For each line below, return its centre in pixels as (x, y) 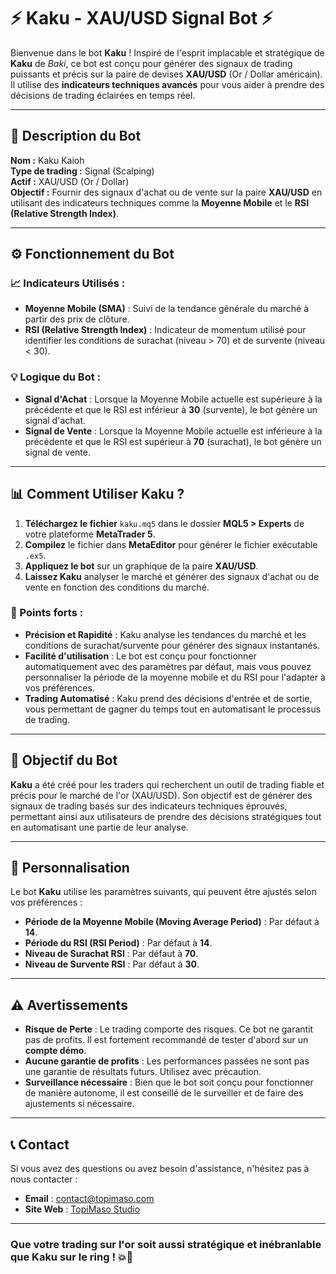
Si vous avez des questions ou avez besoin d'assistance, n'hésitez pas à (160, 1169)
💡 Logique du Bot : (56, 377)
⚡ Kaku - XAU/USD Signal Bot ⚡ (142, 18)
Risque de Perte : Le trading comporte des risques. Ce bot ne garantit (169, 1029)
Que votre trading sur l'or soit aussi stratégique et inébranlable (166, 1245)
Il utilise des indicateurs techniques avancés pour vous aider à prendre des (167, 84)
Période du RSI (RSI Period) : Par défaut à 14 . (118, 943)
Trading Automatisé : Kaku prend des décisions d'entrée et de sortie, (168, 698)
